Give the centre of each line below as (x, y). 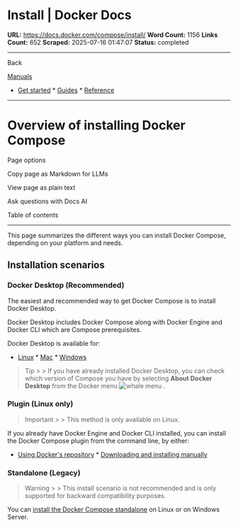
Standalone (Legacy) (44, 472)
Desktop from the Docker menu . (95, 385)
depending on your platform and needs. (65, 243)
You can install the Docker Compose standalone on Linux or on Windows (114, 509)
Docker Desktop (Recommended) (66, 285)
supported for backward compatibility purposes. (95, 496)
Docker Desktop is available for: (54, 343)
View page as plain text (41, 187)
